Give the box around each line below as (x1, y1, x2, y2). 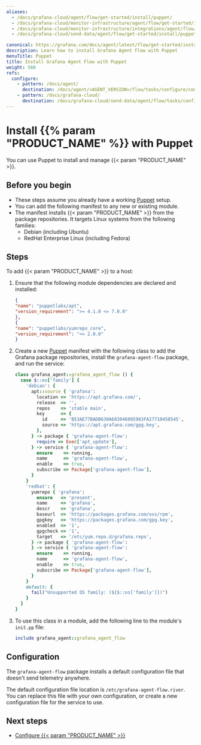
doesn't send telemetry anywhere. (6, 674, 91, 681)
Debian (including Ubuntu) (23, 228, 89, 235)
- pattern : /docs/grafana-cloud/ (17, 93, 100, 99)
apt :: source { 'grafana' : (31, 388, 96, 394)
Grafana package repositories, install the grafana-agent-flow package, (14, 354, 190, 361)
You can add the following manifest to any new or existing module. (14, 202, 179, 210)
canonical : (6, 42, 33, 48)
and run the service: (14, 360, 65, 367)
